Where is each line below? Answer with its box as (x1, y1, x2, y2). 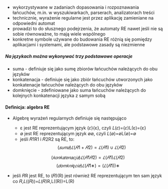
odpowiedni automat (12, 20, 55, 26)
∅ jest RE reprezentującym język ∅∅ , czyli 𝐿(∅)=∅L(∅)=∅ (20, 131, 136, 137)
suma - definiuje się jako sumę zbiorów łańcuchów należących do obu (12, 65, 158, 72)
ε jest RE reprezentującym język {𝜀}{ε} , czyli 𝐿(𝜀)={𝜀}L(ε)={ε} (20, 125, 146, 131)
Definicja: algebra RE (5, 104, 50, 110)
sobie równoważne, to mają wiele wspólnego (12, 31, 106, 37)
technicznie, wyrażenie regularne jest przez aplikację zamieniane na (12, 15, 154, 21)
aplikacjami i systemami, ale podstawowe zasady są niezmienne (12, 42, 145, 47)
